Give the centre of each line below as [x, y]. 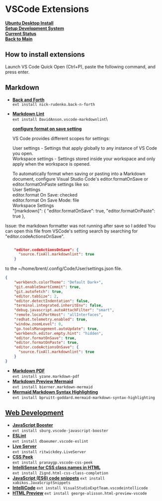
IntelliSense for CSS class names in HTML [56, 467]
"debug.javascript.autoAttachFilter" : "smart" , [64, 310]
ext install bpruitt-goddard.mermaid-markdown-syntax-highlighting [83, 398]
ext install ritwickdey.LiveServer [49, 452]
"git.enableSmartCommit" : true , [47, 287]
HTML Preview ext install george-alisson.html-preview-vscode [80, 493]
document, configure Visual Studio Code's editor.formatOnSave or [80, 179]
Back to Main [19, 39]
